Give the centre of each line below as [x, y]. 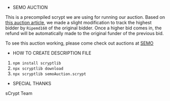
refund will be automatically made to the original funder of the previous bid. [85, 33]
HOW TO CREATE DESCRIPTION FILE [52, 53]
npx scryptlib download [38, 69]
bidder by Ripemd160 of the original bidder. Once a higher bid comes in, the [83, 28]
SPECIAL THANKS [32, 83]
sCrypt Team [19, 93]
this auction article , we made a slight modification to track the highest [79, 23]
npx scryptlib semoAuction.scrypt [49, 74]
